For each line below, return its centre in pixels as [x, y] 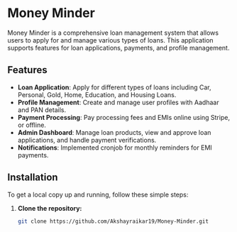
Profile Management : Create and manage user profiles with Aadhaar [118, 102]
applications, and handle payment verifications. [87, 140]
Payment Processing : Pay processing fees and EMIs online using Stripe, [124, 117]
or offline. [32, 125]
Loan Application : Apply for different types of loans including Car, [114, 87]
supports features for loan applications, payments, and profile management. [118, 48]
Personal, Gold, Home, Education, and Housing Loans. [97, 94]
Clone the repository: [50, 208]
